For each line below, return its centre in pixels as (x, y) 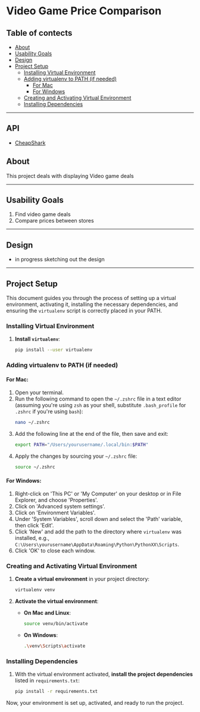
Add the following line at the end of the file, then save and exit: (91, 434)
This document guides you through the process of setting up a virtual (91, 298)
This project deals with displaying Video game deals (70, 176)
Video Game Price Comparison (84, 11)
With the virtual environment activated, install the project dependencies (104, 674)
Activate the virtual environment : (57, 601)
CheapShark (30, 143)
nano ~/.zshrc (32, 423)
